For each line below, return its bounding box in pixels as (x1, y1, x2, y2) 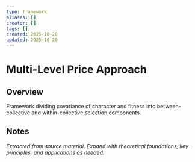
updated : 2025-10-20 (6, 37, 58, 43)
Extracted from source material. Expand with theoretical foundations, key (6, 142, 188, 149)
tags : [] (6, 25, 28, 32)
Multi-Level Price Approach (6, 63, 147, 76)
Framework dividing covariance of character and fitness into (6, 103, 156, 110)
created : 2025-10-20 (6, 31, 58, 37)
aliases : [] (6, 14, 36, 20)
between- (156, 103, 182, 110)
